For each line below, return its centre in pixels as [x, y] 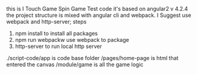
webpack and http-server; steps [46, 22]
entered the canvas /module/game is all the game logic [75, 64]
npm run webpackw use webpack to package [72, 40]
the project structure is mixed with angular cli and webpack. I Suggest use [99, 15]
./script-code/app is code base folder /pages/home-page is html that [92, 58]
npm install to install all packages [56, 33]
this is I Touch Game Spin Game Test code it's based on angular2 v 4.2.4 [97, 9]
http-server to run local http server [58, 46]
